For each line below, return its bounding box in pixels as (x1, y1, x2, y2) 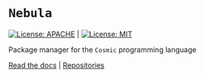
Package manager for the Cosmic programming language (8, 44, 197, 54)
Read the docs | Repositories (8, 60, 105, 70)
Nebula (8, 6, 53, 21)
